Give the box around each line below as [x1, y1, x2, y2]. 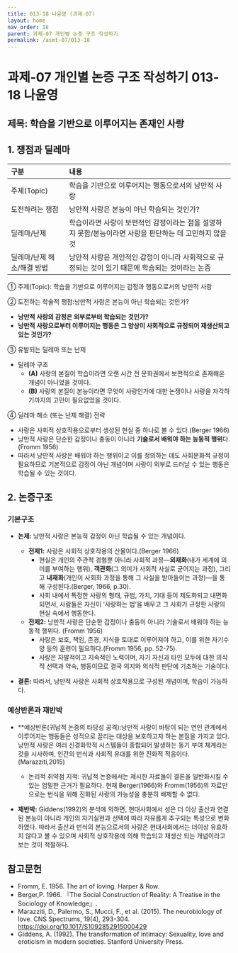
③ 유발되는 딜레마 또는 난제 [7, 345, 86, 354]
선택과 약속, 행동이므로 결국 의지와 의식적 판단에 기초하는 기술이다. [46, 662, 230, 670]
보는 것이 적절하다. [17, 840, 69, 849]
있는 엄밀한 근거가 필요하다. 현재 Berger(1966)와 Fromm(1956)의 [28, 781, 210, 789]
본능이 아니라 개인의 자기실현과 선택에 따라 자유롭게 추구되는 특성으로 [25, 813, 217, 822]
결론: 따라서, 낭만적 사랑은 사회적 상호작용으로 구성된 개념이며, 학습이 [17, 677, 209, 686]
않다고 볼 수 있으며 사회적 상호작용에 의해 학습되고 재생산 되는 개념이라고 [25, 831, 226, 840]
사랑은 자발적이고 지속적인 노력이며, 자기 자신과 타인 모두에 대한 [38, 653, 215, 662]
